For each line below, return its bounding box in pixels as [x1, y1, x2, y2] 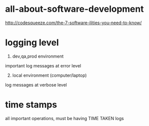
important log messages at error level [5, 63, 81, 68]
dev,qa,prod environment [12, 53, 64, 59]
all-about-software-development [5, 3, 144, 15]
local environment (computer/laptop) [12, 72, 87, 78]
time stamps [5, 99, 57, 110]
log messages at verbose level [5, 82, 67, 88]
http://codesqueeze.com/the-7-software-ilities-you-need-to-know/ [5, 20, 142, 26]
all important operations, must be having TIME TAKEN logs [5, 115, 124, 121]
